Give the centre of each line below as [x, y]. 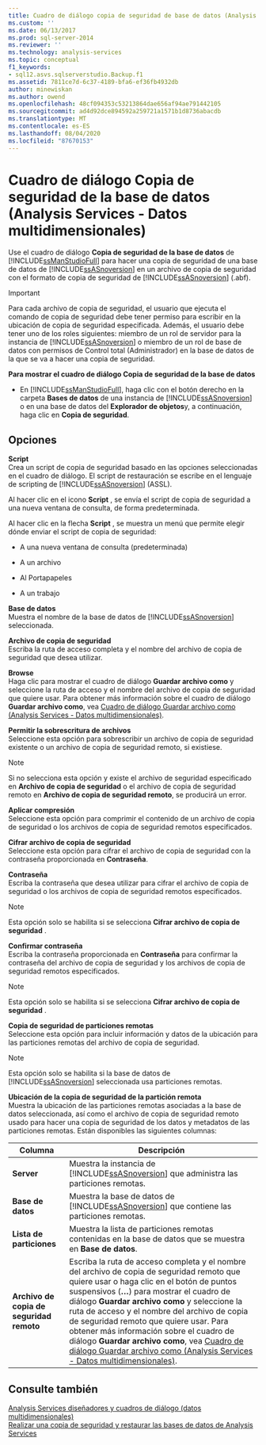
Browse [21, 673]
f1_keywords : [30, 67]
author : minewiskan [40, 89]
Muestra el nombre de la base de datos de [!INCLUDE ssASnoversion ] [122, 617]
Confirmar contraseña [46, 946]
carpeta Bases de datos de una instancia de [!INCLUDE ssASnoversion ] [136, 398]
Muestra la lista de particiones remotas [141, 1229]
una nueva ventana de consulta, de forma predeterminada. [104, 508]
